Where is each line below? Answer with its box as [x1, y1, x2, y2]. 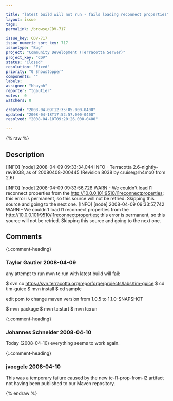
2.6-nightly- [133, 163, 158, 170]
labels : [6, 79, 23, 84]
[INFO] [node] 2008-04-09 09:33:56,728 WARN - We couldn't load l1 [6, 185, 152, 191]
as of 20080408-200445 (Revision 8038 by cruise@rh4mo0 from [26, 169, 166, 175]
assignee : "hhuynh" [6, 83, 48, 89]
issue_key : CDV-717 [6, 35, 48, 41]
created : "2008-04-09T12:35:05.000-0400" [6, 107, 96, 112]
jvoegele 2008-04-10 [6, 363, 61, 370]
